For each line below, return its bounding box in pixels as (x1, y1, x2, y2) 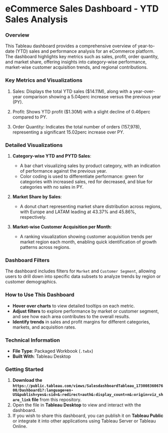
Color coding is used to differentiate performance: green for (20, 174, 144, 180)
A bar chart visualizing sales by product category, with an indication (20, 163, 160, 169)
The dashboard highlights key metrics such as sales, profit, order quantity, (5, 54, 159, 60)
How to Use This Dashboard (5, 292, 75, 299)
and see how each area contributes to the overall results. (12, 313, 130, 319)
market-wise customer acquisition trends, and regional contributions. (5, 64, 148, 70)
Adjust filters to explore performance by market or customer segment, (12, 308, 159, 314)
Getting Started (5, 366, 44, 373)
